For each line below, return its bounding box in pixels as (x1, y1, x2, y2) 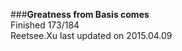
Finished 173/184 (10, 19, 80, 31)
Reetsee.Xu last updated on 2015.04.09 (10, 30, 173, 41)
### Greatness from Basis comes (10, 9, 150, 20)
